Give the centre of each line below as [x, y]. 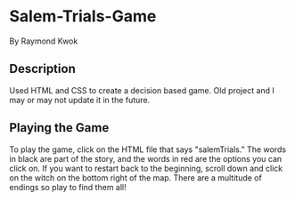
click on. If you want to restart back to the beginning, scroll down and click [146, 168]
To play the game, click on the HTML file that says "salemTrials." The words [148, 149]
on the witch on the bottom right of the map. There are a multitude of [136, 177]
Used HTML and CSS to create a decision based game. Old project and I [142, 90]
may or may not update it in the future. [80, 100]
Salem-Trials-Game [83, 16]
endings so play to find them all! [68, 187]
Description [42, 69]
